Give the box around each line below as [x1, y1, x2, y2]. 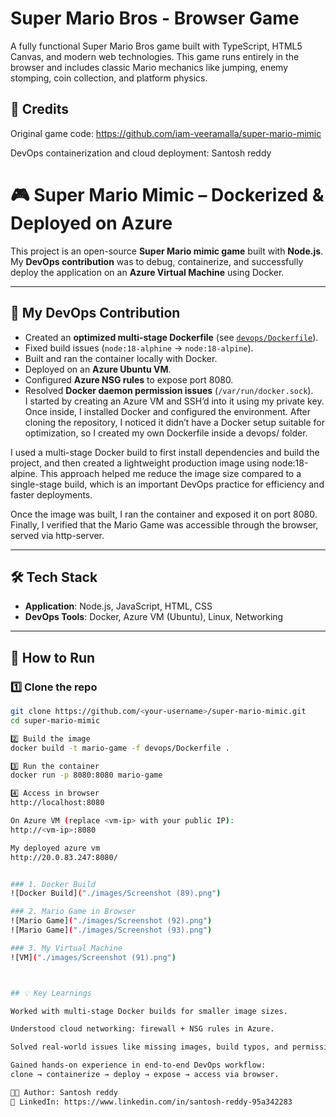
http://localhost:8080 [10, 798, 105, 808]
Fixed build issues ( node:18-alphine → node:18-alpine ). [24, 342, 254, 354]
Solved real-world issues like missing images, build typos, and [10, 1042, 288, 1052]
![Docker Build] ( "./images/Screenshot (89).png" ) [10, 888, 222, 899]
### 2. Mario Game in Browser [10, 907, 137, 917]
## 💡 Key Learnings [10, 988, 93, 998]
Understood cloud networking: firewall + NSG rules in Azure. [10, 1024, 275, 1034]
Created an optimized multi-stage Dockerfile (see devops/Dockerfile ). [24, 331, 319, 343]
